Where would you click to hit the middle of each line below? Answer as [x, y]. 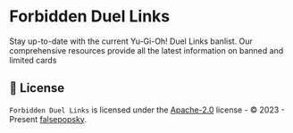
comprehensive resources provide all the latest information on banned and [146, 50]
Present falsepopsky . [48, 119]
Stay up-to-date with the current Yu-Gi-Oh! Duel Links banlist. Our [131, 41]
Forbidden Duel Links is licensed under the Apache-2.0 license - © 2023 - [147, 110]
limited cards [33, 60]
